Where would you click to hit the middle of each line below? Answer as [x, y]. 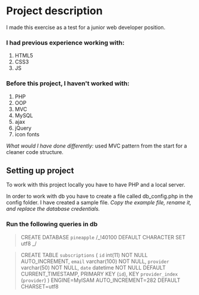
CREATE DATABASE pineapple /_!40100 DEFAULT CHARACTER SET [103, 237]
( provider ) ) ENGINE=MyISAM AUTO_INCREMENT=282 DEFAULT [100, 280]
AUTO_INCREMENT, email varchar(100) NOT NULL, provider [95, 261]
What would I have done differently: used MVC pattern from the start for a [97, 146]
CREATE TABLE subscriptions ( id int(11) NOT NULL [84, 255]
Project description [54, 11]
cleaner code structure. [35, 152]
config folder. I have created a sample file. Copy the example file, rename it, [99, 203]
